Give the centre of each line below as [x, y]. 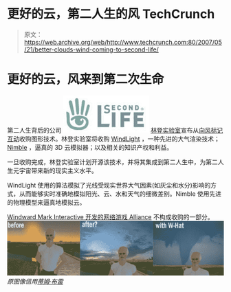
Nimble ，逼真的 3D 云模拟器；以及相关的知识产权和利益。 [90, 147]
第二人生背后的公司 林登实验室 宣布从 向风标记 [115, 130]
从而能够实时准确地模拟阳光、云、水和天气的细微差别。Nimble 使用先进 [120, 194]
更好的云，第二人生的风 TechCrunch [111, 14]
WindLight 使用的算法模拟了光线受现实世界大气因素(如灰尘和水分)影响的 [109, 185]
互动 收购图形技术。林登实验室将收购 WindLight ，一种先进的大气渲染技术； [113, 139]
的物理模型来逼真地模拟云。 [46, 202]
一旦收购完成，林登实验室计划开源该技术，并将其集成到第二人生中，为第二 [112, 161]
